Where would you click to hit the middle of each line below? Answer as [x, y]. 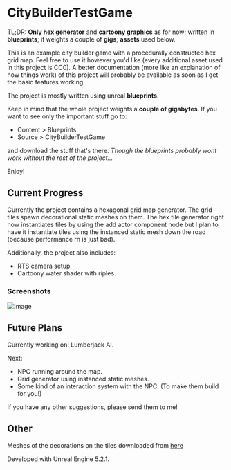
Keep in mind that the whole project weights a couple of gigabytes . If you [112, 109]
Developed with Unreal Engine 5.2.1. [58, 459]
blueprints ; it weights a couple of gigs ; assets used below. [91, 39]
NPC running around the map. [59, 371]
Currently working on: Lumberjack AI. [61, 345]
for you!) [29, 393]
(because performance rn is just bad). [61, 239]
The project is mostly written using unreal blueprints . [83, 96]
